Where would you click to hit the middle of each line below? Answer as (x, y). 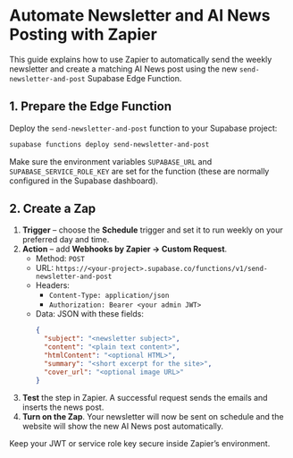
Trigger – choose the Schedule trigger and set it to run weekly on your (152, 230)
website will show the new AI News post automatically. (123, 426)
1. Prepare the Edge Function (91, 107)
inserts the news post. (63, 407)
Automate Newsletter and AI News (140, 16)
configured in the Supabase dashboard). (84, 181)
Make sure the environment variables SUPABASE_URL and (111, 161)
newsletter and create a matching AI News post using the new (124, 69)
